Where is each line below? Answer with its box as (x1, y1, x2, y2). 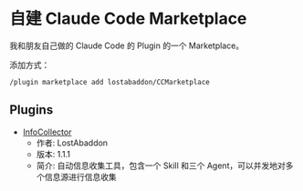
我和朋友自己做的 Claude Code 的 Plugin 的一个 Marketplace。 (9, 40, 245, 51)
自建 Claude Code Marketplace (9, 8, 247, 29)
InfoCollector (22, 126, 72, 137)
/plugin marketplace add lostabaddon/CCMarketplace (9, 77, 210, 86)
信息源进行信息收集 (44, 171, 117, 182)
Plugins (9, 102, 54, 118)
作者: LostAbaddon (36, 137, 108, 148)
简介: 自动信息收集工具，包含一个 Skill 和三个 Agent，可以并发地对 (36, 160, 286, 171)
